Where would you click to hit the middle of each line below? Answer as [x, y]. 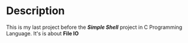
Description [35, 11]
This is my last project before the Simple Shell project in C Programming [94, 27]
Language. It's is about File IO [43, 33]
